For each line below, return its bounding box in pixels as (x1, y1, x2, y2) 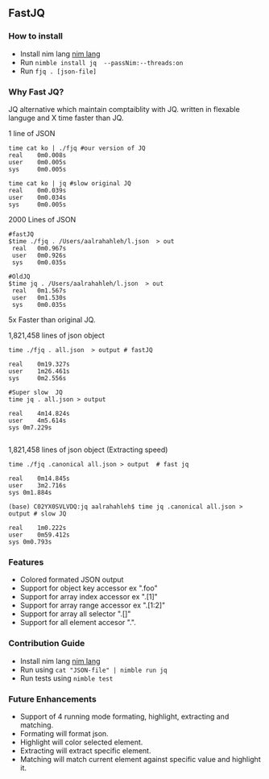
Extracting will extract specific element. (19, 745, 151, 756)
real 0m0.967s (11, 244, 67, 252)
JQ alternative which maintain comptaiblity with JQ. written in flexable (8, 104, 240, 114)
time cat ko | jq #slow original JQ (8, 179, 131, 188)
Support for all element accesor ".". (19, 618, 137, 628)
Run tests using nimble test (19, 673, 114, 683)
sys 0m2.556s (8, 374, 67, 382)
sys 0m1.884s (8, 488, 52, 496)
